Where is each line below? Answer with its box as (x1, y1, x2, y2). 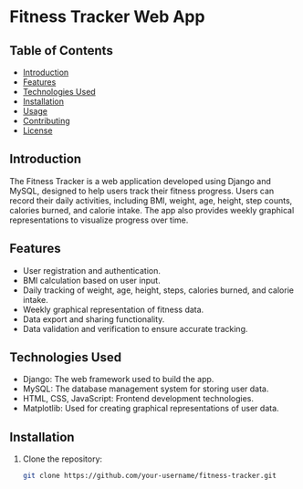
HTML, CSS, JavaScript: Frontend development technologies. (22, 393, 254, 404)
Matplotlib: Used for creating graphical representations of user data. (22, 403, 280, 414)
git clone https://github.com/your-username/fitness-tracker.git (22, 472, 277, 481)
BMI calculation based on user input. (22, 275, 162, 286)
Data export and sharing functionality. (22, 313, 165, 325)
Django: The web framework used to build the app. (22, 374, 214, 385)
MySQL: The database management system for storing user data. (22, 383, 269, 394)
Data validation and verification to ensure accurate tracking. (22, 323, 248, 334)
